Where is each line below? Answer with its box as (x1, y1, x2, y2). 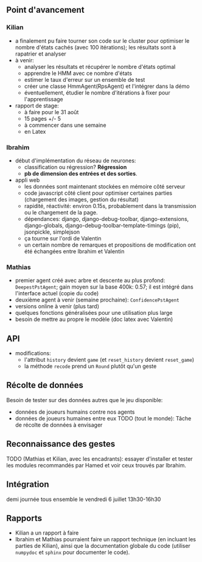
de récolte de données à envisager (15, 421, 103, 428)
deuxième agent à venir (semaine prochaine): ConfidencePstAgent (15, 296, 179, 304)
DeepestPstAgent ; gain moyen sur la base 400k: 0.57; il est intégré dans (15, 283, 193, 290)
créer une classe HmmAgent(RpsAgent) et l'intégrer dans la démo (24, 82, 190, 90)
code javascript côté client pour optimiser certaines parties (24, 189, 173, 196)
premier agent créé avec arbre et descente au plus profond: (15, 277, 165, 284)
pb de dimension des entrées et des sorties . (24, 170, 138, 177)
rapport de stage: (15, 102, 59, 109)
